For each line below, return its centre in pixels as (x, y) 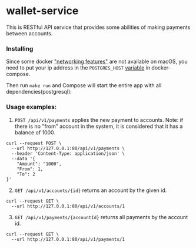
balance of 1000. (35, 132)
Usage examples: (31, 107)
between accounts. (29, 33)
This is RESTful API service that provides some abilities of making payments (98, 27)
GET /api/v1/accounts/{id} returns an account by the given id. (91, 190)
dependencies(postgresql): (39, 92)
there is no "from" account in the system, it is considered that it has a (99, 126)
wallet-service (42, 11)
